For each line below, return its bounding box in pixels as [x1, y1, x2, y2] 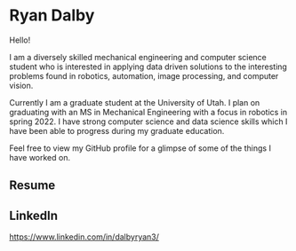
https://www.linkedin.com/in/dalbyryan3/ [9, 231, 160, 242]
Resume [9, 178, 56, 193]
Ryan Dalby [9, 5, 95, 26]
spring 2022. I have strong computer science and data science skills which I [9, 116, 288, 127]
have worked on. [9, 152, 71, 162]
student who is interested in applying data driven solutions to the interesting [9, 61, 287, 72]
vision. [9, 80, 34, 90]
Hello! [9, 35, 31, 45]
